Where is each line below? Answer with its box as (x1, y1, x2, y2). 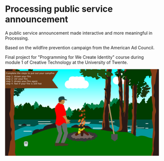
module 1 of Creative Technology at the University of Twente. (5, 59, 128, 65)
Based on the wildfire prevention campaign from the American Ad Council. (5, 45, 155, 50)
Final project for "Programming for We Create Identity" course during (5, 54, 144, 60)
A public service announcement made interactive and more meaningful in (5, 30, 153, 36)
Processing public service (5, 3, 113, 15)
